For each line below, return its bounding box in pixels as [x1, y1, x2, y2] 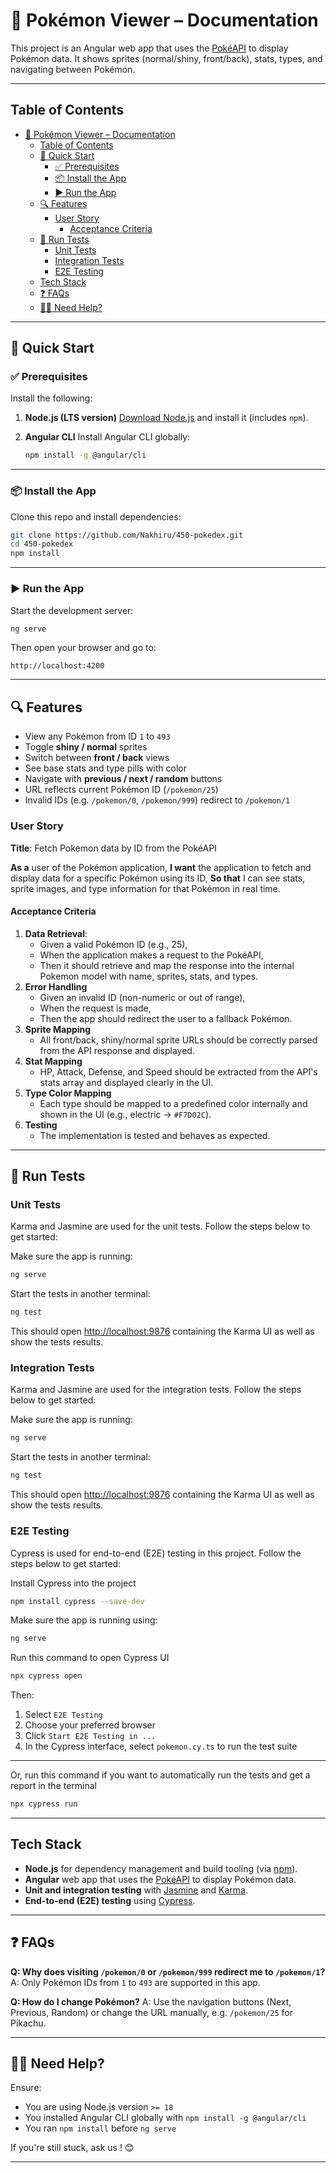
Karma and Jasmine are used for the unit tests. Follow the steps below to [10, 1220, 311, 1233]
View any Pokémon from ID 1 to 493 [24, 730, 171, 743]
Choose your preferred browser [24, 1719, 156, 1731]
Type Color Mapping [24, 1087, 112, 1099]
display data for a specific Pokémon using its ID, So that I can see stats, [10, 872, 306, 884]
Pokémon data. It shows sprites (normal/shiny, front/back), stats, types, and [10, 52, 323, 64]
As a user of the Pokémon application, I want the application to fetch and [10, 861, 312, 873]
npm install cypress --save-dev [10, 1596, 145, 1606]
